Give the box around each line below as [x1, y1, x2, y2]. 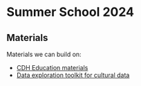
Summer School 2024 [6, 4, 135, 20]
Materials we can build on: [6, 50, 82, 58]
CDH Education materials [16, 64, 88, 71]
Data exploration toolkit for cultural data [16, 71, 130, 79]
